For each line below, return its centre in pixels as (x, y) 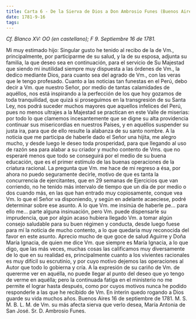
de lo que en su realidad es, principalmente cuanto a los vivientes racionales (98, 255)
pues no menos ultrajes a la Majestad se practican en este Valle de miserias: (98, 112)
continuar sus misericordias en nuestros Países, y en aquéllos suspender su (97, 125)
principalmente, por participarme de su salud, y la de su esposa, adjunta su (97, 57)
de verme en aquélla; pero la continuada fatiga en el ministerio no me (89, 280)
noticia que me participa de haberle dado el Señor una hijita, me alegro (91, 137)
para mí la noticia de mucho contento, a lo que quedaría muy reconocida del (98, 230)
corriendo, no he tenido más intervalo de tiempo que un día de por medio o (96, 187)
